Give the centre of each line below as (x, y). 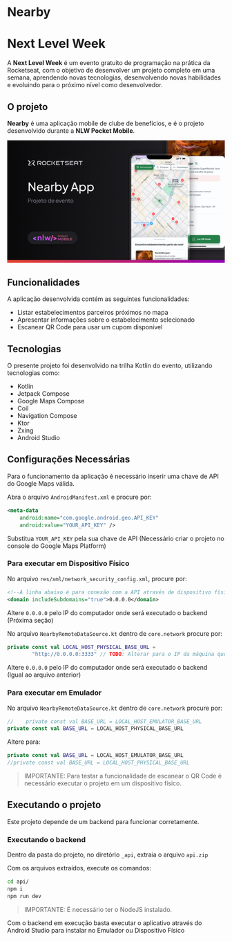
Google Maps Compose (51, 401)
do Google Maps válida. (41, 483)
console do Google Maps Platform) (57, 546)
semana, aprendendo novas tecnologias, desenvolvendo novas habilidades (114, 77)
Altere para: (24, 742)
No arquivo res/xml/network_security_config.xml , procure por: (97, 578)
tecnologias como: (33, 373)
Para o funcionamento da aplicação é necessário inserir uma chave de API (113, 476)
